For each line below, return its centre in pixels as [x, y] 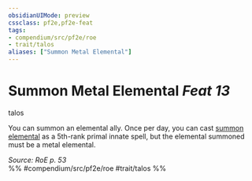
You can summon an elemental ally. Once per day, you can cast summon [126, 127]
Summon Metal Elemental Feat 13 [119, 91]
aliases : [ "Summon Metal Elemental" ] [70, 52]
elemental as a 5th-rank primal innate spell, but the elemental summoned [127, 136]
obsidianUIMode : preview [49, 15]
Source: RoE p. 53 [37, 160]
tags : [17, 30]
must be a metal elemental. [52, 144]
